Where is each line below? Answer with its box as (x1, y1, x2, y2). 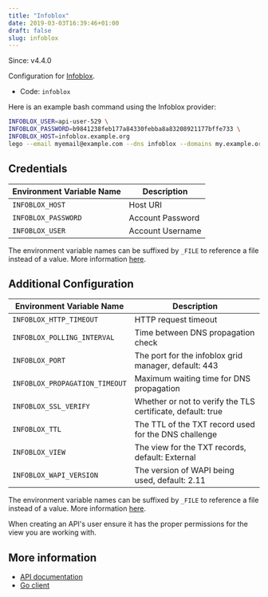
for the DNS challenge (134, 429, 218, 440)
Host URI (128, 199, 162, 210)
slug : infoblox (8, 34, 59, 42)
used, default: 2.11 (134, 475, 206, 486)
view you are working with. (8, 528, 97, 537)
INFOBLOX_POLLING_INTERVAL (12, 333, 115, 342)
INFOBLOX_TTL (12, 425, 62, 434)
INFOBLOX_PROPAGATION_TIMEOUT (12, 379, 128, 388)
